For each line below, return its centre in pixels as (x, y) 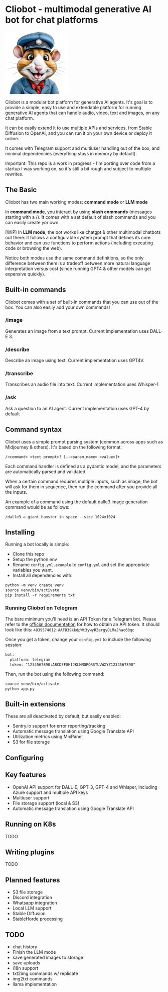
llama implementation (35, 984)
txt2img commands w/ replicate (45, 973)
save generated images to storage (48, 957)
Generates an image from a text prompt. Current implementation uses (77, 331)
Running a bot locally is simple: (37, 545)
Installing (20, 532)
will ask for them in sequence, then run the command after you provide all (81, 487)
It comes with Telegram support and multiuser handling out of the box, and (82, 148)
